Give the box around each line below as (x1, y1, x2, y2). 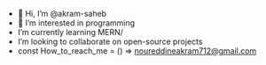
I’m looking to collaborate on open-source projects (17, 36, 203, 47)
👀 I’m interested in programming (17, 18, 136, 28)
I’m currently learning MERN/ (17, 27, 124, 37)
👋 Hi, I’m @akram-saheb (17, 9, 107, 18)
